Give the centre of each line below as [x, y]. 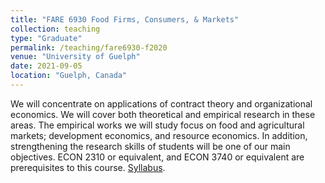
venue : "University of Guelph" [75, 57]
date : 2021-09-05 [46, 66]
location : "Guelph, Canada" [69, 76]
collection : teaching [55, 29]
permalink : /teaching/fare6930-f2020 [89, 47]
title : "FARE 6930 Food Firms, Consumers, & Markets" [125, 19]
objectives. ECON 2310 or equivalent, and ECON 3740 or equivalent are [157, 157]
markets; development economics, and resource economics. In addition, [159, 135]
